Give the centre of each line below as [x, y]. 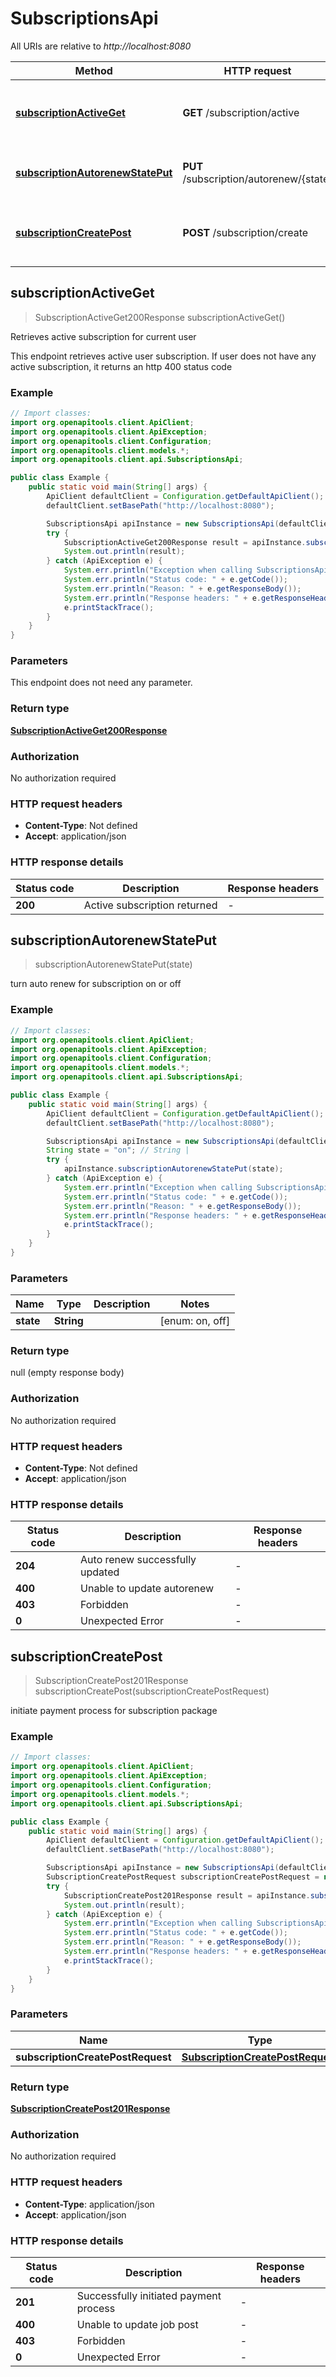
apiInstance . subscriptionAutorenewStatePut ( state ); [173, 1169]
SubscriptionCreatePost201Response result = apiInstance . [187, 1895]
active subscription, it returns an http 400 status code [121, 366]
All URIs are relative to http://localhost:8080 [101, 46]
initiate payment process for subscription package [114, 1711]
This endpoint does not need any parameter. [101, 683]
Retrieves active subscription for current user [103, 336]
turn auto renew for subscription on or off [96, 984]
